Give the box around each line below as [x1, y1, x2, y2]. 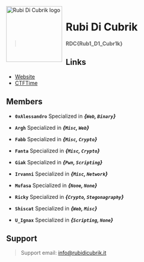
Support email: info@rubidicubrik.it [20, 249, 107, 257]
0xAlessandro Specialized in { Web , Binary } [14, 113, 116, 120]
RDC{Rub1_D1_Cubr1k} [65, 40, 123, 47]
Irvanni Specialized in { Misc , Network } [14, 170, 108, 177]
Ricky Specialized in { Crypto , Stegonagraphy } [14, 193, 124, 200]
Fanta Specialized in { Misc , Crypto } [14, 147, 100, 154]
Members [6, 96, 43, 107]
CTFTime [14, 79, 38, 86]
